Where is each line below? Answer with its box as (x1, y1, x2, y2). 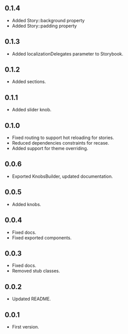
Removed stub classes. (12, 268, 60, 274)
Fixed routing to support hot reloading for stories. (12, 135, 114, 141)
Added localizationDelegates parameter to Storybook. (12, 50, 123, 57)
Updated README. (12, 296, 51, 302)
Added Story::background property (12, 17, 85, 23)
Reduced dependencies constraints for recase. (12, 140, 109, 146)
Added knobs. (12, 201, 41, 207)
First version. (12, 323, 40, 329)
